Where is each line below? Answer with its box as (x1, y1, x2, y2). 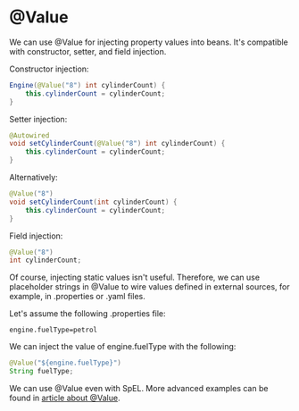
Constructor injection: (9, 63, 89, 74)
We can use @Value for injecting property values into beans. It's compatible (9, 37, 288, 47)
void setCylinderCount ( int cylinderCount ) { (9, 197, 178, 206)
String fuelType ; (9, 367, 74, 376)
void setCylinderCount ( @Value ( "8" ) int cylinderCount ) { (9, 139, 226, 148)
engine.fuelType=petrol (9, 325, 98, 335)
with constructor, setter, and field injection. (9, 46, 167, 56)
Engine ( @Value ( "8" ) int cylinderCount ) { (9, 80, 166, 89)
